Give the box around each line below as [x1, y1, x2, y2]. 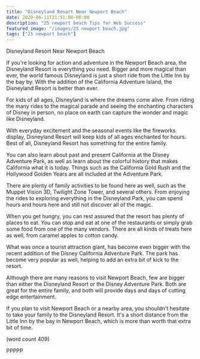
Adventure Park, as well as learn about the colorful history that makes [6, 158, 178, 165]
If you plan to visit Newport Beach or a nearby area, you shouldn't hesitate [6, 305, 190, 312]
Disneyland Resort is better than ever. [6, 85, 99, 92]
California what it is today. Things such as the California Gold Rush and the [6, 164, 190, 171]
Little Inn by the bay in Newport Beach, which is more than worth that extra [6, 318, 191, 325]
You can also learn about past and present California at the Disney [6, 151, 169, 159]
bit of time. [6, 324, 33, 331]
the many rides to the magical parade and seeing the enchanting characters [6, 102, 193, 110]
